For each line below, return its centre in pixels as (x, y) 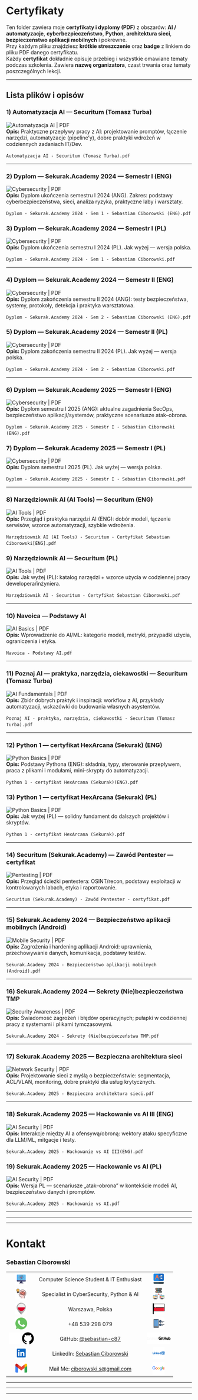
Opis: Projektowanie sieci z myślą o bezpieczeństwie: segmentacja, (88, 1076)
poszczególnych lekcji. (34, 71)
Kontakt (26, 1244)
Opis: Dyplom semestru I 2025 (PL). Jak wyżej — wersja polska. (84, 467)
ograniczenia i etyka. (32, 641)
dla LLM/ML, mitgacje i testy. (41, 1139)
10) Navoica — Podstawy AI (46, 616)
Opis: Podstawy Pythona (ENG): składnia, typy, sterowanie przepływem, (94, 764)
